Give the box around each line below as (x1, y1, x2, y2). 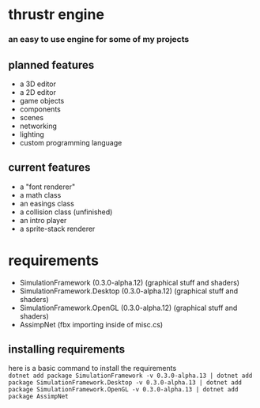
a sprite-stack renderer (19, 224, 96, 233)
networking (19, 121, 58, 130)
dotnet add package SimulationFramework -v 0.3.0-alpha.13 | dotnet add (8, 372, 253, 380)
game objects (19, 96, 65, 105)
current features (8, 161, 91, 175)
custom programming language (19, 138, 122, 147)
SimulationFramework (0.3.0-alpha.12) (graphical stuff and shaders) (19, 278, 239, 287)
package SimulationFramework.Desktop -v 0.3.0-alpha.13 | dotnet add (8, 379, 243, 387)
